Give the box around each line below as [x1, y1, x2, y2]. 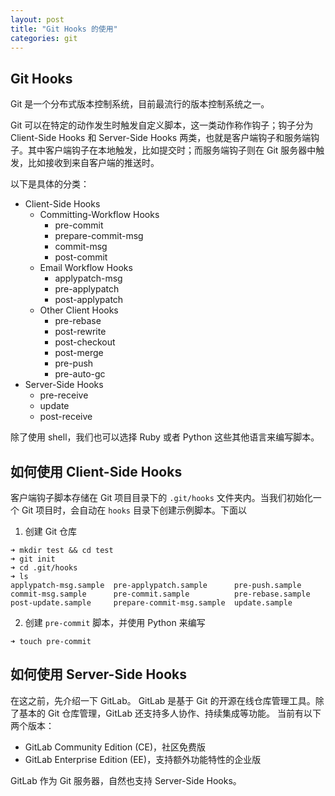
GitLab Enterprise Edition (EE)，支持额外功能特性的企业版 [24, 753, 262, 765]
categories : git [10, 33, 78, 43]
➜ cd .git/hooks [10, 563, 78, 573]
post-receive [39, 411, 93, 423]
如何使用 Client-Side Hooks [10, 463, 183, 480]
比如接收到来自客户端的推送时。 [27, 157, 160, 169]
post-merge [54, 347, 104, 359]
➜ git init [10, 554, 56, 564]
